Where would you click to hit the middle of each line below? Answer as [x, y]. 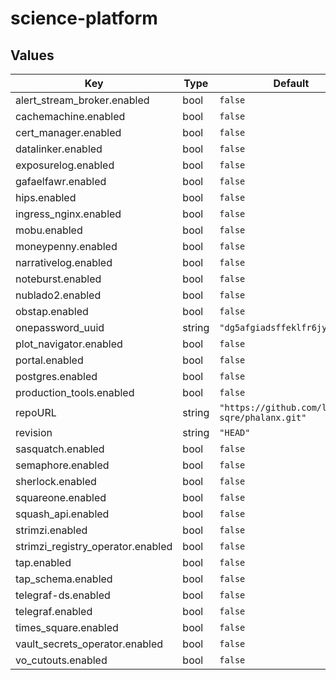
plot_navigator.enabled [69, 344]
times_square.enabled [67, 627]
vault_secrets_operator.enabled [89, 644]
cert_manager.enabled [68, 132]
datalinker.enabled [59, 149]
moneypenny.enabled [66, 246]
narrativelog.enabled [64, 262]
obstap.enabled [52, 311]
